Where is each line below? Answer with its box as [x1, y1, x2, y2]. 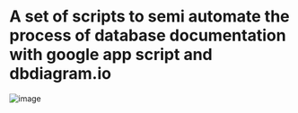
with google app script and [9, 45, 213, 65]
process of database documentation [9, 25, 286, 46]
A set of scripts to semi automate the [9, 6, 290, 27]
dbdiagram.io [9, 64, 112, 84]
